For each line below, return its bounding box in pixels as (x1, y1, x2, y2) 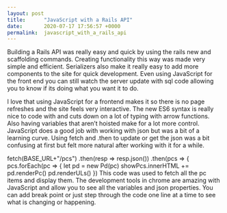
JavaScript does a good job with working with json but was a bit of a (7, 127, 200, 135)
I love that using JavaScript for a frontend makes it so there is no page (7, 97, 205, 106)
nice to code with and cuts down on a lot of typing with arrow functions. (7, 112, 210, 121)
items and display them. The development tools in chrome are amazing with (7, 176, 220, 185)
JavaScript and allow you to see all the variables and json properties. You (7, 184, 213, 192)
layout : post (7, 10, 44, 17)
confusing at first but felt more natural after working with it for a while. (7, 141, 205, 149)
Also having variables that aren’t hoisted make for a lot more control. (7, 119, 200, 127)
